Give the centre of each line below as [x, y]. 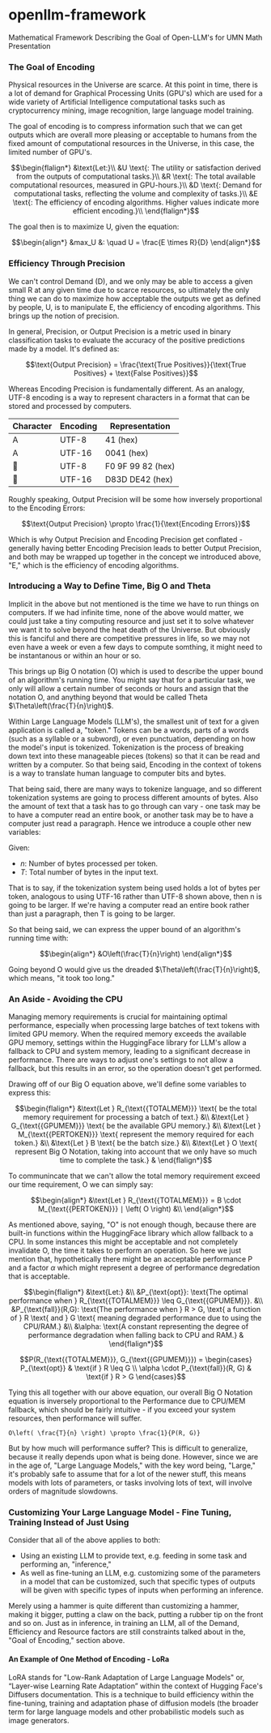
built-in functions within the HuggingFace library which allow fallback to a [131, 1233]
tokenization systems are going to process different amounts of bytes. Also [133, 798]
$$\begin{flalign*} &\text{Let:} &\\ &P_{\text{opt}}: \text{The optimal [136, 1292]
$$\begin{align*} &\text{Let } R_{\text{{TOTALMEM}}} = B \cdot [136, 1200]
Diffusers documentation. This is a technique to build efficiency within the [131, 1694]
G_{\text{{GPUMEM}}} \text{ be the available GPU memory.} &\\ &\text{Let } [136, 1126]
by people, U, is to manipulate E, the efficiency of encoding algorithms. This [134, 307]
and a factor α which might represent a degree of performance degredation [134, 1268]
